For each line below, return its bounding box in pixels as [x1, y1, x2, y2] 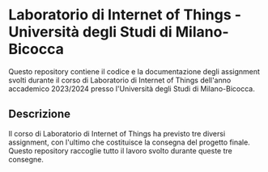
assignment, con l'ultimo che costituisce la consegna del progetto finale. [8, 137, 251, 147]
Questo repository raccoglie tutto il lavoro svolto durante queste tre [8, 145, 232, 155]
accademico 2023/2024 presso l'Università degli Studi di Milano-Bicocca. [8, 83, 255, 94]
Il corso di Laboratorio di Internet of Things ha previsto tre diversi [8, 128, 226, 138]
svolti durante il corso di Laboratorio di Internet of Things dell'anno [8, 75, 232, 85]
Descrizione [8, 107, 71, 121]
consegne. [8, 154, 45, 164]
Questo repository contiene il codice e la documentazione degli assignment [8, 66, 261, 76]
